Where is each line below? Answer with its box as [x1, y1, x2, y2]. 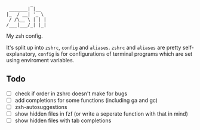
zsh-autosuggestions [14, 103, 67, 110]
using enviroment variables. [6, 57, 75, 64]
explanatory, [6, 50, 37, 58]
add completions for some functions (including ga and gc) [14, 96, 158, 104]
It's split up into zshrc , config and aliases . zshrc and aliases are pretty [6, 44, 181, 51]
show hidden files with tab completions [14, 117, 112, 124]
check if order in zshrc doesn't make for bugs [14, 90, 127, 97]
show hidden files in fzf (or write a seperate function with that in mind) [14, 110, 188, 117]
